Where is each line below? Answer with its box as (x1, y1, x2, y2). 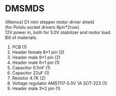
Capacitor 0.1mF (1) (12, 64, 51, 71)
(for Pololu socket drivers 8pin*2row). (5, 24, 81, 30)
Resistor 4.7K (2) (12, 75, 46, 81)
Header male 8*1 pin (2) (12, 54, 61, 60)
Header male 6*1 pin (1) (12, 59, 60, 65)
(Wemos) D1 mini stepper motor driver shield (5, 19, 95, 25)
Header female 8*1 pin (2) (12, 49, 65, 55)
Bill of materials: (5, 35, 37, 40)
